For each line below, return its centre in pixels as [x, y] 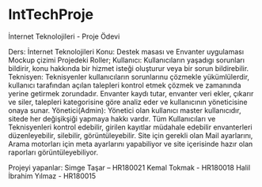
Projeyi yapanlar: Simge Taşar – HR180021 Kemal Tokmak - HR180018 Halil [129, 167]
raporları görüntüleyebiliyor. [53, 152]
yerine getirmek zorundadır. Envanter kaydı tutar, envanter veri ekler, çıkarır [131, 93]
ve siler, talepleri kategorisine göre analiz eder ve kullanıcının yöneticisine [128, 102]
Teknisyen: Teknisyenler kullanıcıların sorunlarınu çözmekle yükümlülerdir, [129, 77]
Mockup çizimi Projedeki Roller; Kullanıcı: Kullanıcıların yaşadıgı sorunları [127, 60]
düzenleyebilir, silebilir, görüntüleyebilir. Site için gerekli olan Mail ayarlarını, [131, 135]
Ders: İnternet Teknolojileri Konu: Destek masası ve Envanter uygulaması [126, 51]
